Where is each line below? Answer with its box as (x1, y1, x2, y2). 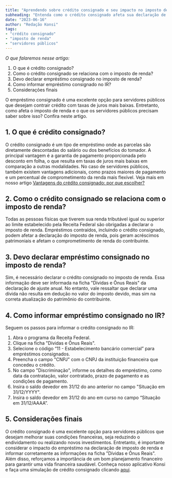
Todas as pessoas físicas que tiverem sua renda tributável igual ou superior (5, 216, 165, 222)
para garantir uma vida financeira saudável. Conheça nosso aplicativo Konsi (5, 461, 165, 467)
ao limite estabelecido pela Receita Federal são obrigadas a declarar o (5, 222, 154, 228)
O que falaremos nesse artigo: (5, 55, 70, 61)
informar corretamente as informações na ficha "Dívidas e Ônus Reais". (5, 450, 156, 456)
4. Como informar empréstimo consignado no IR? (5, 311, 165, 320)
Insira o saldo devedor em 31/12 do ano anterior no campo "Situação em (12, 384, 165, 390)
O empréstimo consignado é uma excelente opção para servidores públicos (5, 96, 165, 103)
